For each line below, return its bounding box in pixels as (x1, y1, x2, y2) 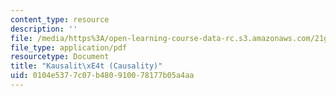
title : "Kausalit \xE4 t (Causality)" (10, 61, 163, 71)
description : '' (10, 24, 78, 34)
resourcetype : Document (10, 52, 110, 62)
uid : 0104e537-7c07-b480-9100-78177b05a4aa (10, 71, 195, 81)
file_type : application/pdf (10, 42, 128, 53)
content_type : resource (10, 14, 110, 25)
